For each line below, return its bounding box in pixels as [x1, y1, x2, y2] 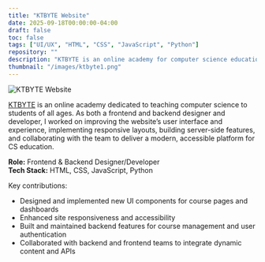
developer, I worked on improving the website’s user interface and [8, 116, 223, 126]
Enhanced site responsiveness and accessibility [19, 212, 176, 222]
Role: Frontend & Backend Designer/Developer [8, 157, 160, 167]
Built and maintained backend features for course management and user [19, 221, 256, 230]
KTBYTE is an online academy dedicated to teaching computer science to [8, 99, 248, 109]
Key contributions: [8, 181, 68, 190]
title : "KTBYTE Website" [8, 11, 90, 20]
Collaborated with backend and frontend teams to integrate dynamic [19, 238, 242, 247]
